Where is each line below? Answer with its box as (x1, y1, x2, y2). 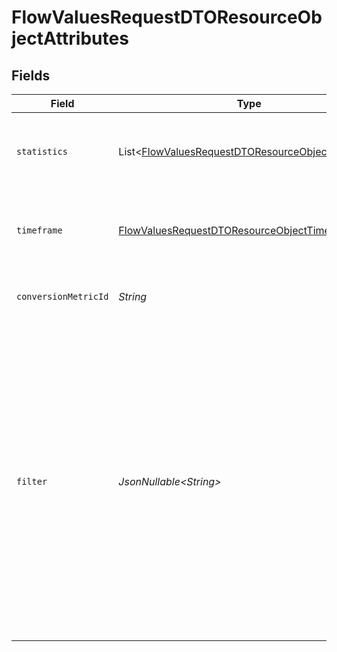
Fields (11, 67, 51, 84)
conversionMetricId (16, 291, 109, 302)
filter (16, 476, 48, 487)
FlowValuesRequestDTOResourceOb (11, 6, 323, 29)
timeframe (16, 225, 63, 236)
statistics (16, 146, 68, 157)
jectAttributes (11, 27, 129, 50)
